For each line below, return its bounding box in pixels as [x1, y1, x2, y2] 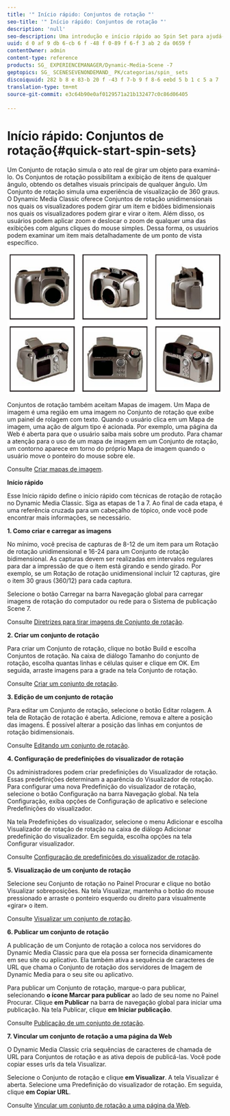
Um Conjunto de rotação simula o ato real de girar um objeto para [7, 165, 192, 174]
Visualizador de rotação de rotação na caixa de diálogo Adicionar [7, 824, 192, 833]
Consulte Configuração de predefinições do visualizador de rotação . [7, 852, 201, 861]
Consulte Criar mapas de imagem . [7, 465, 104, 473]
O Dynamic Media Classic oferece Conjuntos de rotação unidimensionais [7, 195, 213, 203]
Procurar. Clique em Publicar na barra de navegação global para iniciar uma [7, 998, 222, 1006]
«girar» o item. [7, 901, 49, 909]
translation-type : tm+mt [7, 83, 78, 91]
